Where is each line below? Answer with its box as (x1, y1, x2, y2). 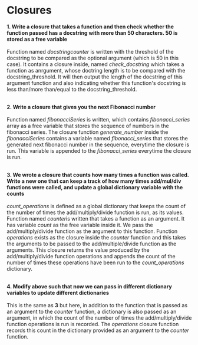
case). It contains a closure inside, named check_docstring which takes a (6, 60, 184, 68)
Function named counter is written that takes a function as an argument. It (6, 215, 185, 222)
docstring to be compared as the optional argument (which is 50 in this (6, 54, 179, 61)
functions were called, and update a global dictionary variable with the (6, 183, 183, 190)
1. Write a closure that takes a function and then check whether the (6, 23, 174, 30)
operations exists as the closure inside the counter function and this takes (6, 234, 186, 241)
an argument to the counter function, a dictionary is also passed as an (6, 308, 177, 315)
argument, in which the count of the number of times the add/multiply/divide (6, 314, 192, 321)
